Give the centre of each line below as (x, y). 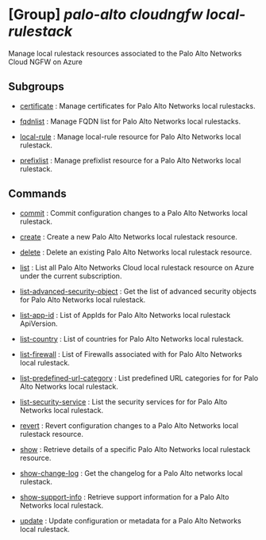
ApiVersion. (39, 324)
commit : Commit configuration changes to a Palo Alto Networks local (133, 213)
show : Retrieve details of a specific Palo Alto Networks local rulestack (135, 449)
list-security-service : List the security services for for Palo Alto (123, 401)
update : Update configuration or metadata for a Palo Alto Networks (131, 520)
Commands (38, 194)
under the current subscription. (71, 276)
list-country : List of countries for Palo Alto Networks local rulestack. (132, 339)
